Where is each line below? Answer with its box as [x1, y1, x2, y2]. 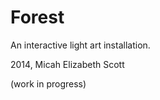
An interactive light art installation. [10, 39, 151, 51]
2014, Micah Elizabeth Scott [10, 58, 125, 70]
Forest [10, 6, 65, 29]
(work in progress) [10, 77, 87, 90]
